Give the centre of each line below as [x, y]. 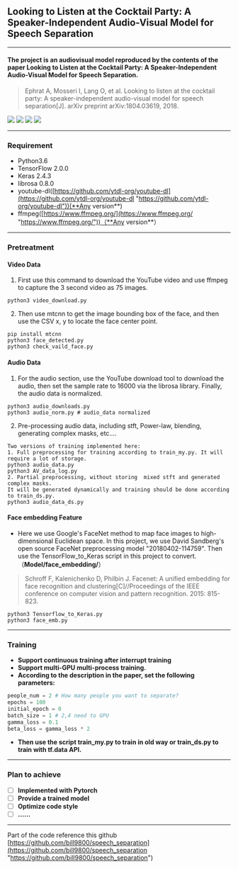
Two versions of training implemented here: [74, 446]
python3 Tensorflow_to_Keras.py [55, 614]
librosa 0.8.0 [36, 184]
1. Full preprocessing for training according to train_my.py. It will [115, 452]
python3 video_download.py [47, 301]
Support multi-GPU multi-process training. [82, 668]
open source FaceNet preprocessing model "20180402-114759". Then [120, 548]
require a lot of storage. [47, 459]
